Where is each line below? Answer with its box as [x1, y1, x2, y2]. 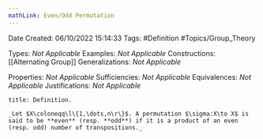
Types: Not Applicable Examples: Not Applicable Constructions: [8, 48, 216, 58]
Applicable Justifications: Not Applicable [8, 81, 141, 90]
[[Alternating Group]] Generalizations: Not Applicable [8, 57, 182, 66]
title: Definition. [8, 96, 73, 103]
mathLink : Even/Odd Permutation [8, 11, 115, 20]
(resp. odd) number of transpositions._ [8, 123, 144, 131]
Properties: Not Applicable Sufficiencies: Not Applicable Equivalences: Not [8, 72, 251, 81]
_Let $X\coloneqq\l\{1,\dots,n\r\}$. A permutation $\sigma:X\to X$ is [8, 110, 249, 118]
